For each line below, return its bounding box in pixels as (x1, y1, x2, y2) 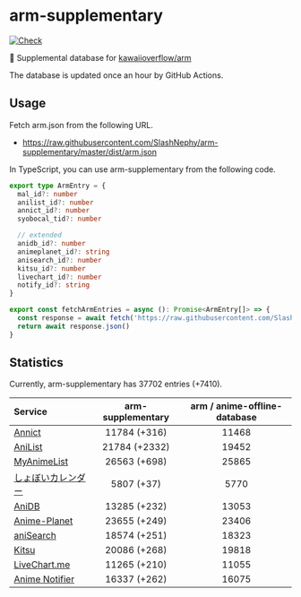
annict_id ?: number (17, 206, 90, 215)
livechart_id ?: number (17, 273, 102, 281)
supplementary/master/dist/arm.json (21, 146, 158, 157)
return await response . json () (17, 322, 130, 331)
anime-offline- (215, 400, 283, 412)
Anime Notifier (13, 573, 74, 585)
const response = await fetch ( (17, 314, 134, 323)
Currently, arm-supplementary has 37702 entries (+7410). (9, 378, 222, 390)
